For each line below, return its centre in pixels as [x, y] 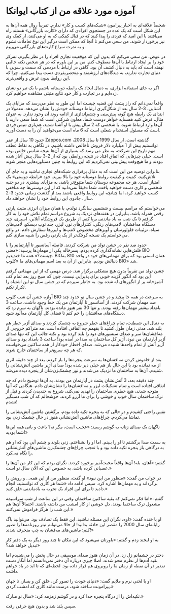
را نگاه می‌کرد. [20, 453]
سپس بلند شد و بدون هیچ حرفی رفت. [41, 606]
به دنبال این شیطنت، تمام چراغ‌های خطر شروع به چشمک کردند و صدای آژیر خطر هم [85, 323]
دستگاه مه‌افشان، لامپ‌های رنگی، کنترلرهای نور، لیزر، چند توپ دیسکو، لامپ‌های [80, 224]
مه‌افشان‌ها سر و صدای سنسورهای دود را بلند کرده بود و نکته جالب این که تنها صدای [84, 333]
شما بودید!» [17, 432]
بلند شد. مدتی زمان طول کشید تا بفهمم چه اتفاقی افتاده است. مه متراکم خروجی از [84, 328]
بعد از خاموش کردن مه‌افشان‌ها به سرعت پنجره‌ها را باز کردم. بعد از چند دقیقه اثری [84, 359]
